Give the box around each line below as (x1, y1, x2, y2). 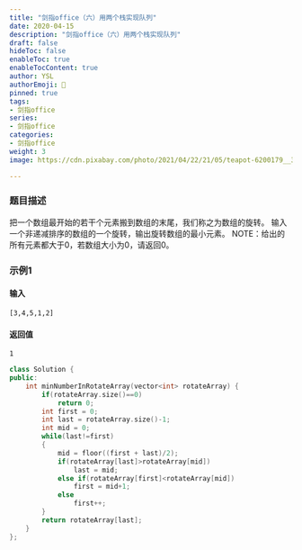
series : (9, 113, 39, 122)
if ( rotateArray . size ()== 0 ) (41, 390, 143, 399)
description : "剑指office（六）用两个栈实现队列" (9, 30, 182, 39)
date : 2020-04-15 (9, 22, 75, 31)
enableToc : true (9, 55, 70, 64)
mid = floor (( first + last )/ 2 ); (57, 448, 179, 457)
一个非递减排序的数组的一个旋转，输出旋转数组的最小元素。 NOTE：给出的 (9, 228, 286, 239)
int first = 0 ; (41, 407, 99, 416)
